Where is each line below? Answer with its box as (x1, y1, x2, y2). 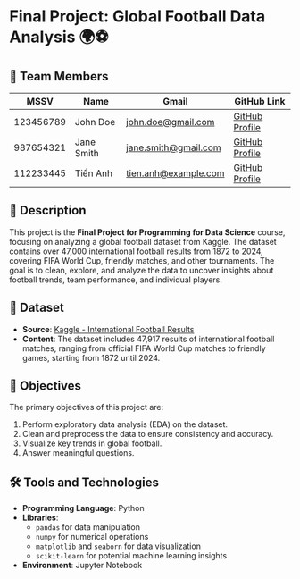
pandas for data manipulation (35, 522, 141, 533)
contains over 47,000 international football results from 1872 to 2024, (9, 246, 263, 256)
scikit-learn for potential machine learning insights (35, 550, 228, 561)
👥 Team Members (9, 69, 109, 84)
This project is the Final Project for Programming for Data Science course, (9, 226, 286, 238)
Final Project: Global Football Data (9, 6, 266, 27)
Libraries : (21, 512, 59, 524)
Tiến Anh (74, 167, 113, 180)
